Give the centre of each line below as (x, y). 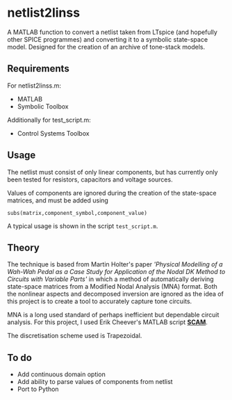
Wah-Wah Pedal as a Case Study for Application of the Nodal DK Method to (116, 272)
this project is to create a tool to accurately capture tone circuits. (100, 301)
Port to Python (38, 389)
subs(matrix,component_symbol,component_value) (77, 213)
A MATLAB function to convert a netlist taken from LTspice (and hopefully (112, 32)
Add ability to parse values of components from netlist (95, 382)
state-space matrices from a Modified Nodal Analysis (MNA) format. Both (112, 287)
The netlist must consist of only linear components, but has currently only (113, 172)
